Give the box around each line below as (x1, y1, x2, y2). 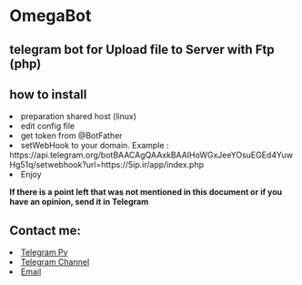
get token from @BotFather (21, 130, 123, 141)
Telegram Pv (21, 247, 68, 258)
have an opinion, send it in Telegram (9, 197, 149, 208)
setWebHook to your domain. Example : (21, 140, 169, 151)
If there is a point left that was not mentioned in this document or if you (9, 187, 283, 198)
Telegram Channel (21, 257, 90, 268)
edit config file (21, 120, 75, 132)
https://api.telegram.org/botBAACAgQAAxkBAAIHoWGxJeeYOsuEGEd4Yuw (9, 149, 294, 160)
